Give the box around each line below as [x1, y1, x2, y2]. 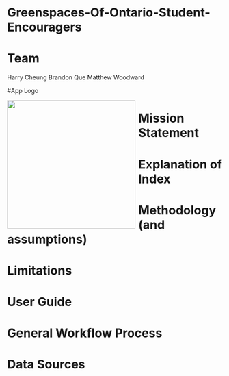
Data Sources [7, 357, 85, 373]
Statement [138, 125, 200, 141]
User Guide [7, 294, 72, 310]
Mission [138, 111, 185, 126]
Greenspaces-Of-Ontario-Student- [7, 5, 211, 21]
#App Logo [7, 87, 39, 95]
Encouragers [7, 19, 82, 35]
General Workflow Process [7, 325, 163, 341]
